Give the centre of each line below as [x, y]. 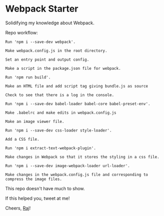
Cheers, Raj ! [18, 208]
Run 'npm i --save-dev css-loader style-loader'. [59, 130]
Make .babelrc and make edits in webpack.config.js [61, 113]
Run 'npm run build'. [28, 77]
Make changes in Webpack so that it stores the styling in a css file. [82, 157]
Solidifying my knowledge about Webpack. [50, 23]
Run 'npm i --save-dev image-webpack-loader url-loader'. [68, 166]
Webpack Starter [42, 9]
